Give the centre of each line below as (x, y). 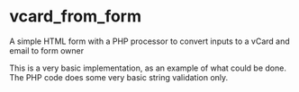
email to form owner (46, 50)
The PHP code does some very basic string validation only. (119, 77)
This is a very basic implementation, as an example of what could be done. (148, 68)
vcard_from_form (76, 17)
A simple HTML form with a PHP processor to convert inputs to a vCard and (149, 41)
